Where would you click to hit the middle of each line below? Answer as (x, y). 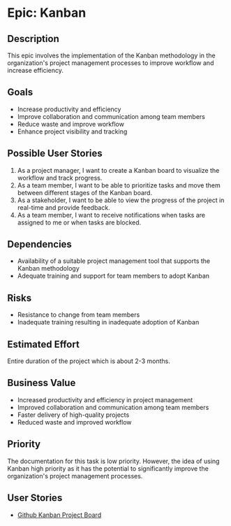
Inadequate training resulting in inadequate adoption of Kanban (108, 322)
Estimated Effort (44, 344)
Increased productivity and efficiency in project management (105, 399)
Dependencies (39, 244)
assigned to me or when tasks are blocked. (79, 222)
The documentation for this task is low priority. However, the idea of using (113, 461)
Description (33, 39)
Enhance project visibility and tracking (72, 131)
